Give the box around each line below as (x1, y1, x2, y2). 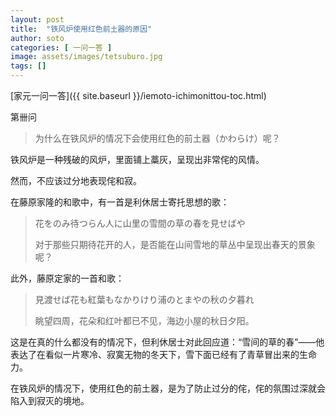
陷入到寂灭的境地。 (10, 395, 90, 406)
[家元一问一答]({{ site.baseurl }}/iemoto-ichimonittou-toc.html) (10, 90, 267, 101)
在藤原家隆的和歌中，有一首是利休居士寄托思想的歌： (10, 196, 230, 208)
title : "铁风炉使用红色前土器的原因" (10, 24, 153, 34)
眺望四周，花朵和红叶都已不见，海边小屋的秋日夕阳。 (34, 315, 255, 326)
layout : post (10, 14, 65, 25)
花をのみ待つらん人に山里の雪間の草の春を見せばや (34, 217, 246, 229)
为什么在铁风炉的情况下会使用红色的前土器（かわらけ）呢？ (34, 132, 281, 144)
